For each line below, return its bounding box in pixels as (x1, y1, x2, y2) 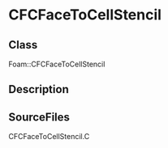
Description (8, 82, 69, 96)
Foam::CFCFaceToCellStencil (8, 59, 106, 69)
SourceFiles (8, 110, 71, 124)
